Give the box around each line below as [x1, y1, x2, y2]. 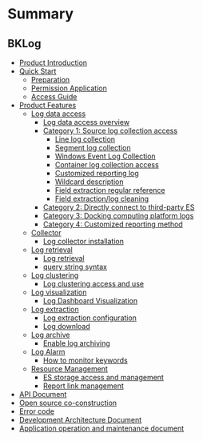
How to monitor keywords [42, 355, 129, 365]
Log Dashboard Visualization [42, 296, 137, 305]
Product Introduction [18, 58, 88, 67]
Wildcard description [54, 177, 125, 186]
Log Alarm [30, 347, 66, 356]
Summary [7, 5, 74, 23]
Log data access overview [42, 118, 129, 126]
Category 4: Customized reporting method [42, 219, 183, 229]
